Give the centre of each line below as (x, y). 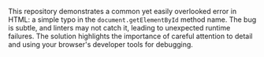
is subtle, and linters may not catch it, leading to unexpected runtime (119, 28)
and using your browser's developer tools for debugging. (100, 45)
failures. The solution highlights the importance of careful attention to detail (130, 36)
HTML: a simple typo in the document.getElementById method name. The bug (132, 20)
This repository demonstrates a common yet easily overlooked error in (123, 11)
